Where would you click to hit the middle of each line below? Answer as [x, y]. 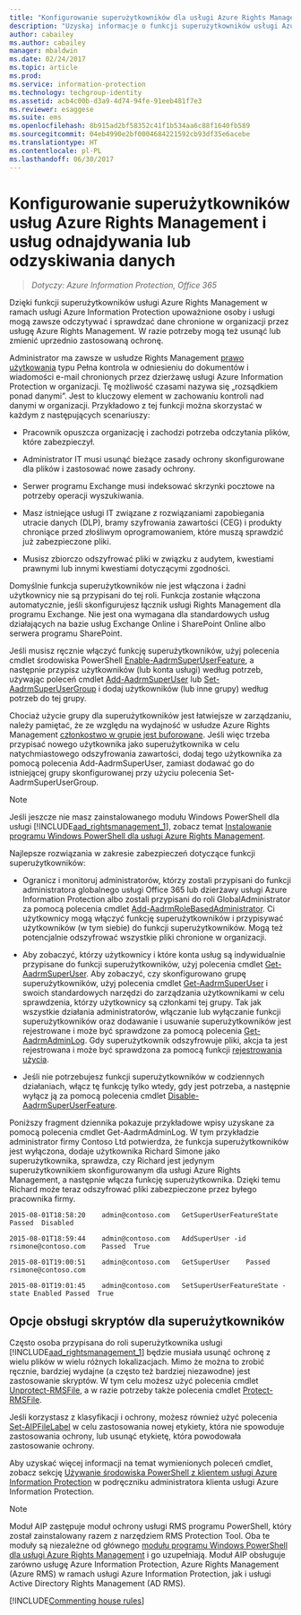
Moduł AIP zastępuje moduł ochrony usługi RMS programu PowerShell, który [150, 1526]
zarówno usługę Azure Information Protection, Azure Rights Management [144, 1565]
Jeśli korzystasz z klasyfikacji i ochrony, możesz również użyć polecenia [143, 1417]
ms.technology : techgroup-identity [76, 92]
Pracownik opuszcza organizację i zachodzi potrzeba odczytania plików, [156, 433]
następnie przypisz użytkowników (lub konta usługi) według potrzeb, [136, 670]
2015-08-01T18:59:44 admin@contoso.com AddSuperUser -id [128, 1239]
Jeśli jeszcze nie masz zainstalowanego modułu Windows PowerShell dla [145, 817]
